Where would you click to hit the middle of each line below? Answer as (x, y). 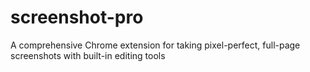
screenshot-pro (77, 17)
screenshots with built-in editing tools (88, 55)
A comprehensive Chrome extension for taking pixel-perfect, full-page (155, 45)
